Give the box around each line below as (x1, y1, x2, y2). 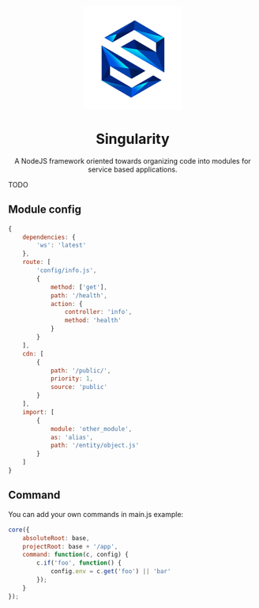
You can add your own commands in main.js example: (8, 509, 184, 519)
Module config (8, 203, 81, 217)
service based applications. (88, 164, 178, 174)
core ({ (8, 526, 30, 534)
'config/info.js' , (36, 266, 97, 274)
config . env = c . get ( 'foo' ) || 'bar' (50, 568, 171, 576)
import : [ (22, 408, 55, 416)
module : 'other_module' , (50, 425, 133, 432)
